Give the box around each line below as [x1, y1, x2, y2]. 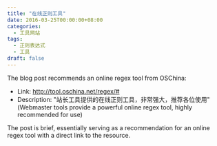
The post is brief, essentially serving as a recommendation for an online [7, 123, 210, 132]
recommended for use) [17, 110, 83, 118]
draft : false [7, 55, 45, 62]
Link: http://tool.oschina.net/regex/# [17, 87, 120, 95]
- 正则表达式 [13, 42, 46, 49]
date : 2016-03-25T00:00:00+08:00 [7, 17, 103, 23]
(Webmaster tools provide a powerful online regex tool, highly [17, 103, 193, 111]
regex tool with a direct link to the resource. [7, 131, 131, 139]
